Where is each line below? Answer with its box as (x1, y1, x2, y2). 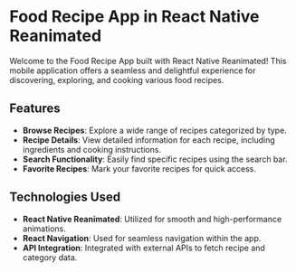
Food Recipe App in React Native (9, 6, 260, 27)
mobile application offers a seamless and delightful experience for (9, 65, 256, 76)
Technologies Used (9, 190, 120, 205)
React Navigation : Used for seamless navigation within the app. (22, 232, 262, 243)
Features (9, 101, 61, 117)
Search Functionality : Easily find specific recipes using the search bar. (22, 154, 288, 164)
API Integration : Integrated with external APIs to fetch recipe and (22, 242, 265, 253)
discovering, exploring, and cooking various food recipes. (9, 74, 224, 85)
